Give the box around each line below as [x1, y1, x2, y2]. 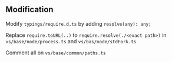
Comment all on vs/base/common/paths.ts [5, 49, 106, 56]
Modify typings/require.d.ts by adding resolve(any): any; [5, 20, 151, 27]
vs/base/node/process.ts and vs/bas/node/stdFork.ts [5, 37, 137, 44]
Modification [5, 5, 54, 15]
